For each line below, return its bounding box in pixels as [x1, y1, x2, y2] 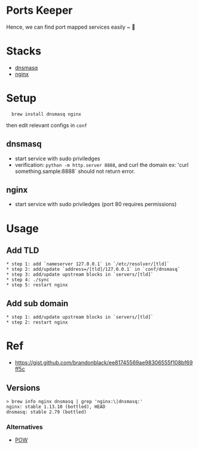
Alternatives [6, 423, 43, 431]
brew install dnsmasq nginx [11, 111, 82, 117]
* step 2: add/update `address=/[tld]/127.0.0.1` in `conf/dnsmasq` [6, 267, 180, 273]
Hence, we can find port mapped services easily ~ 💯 [6, 23, 136, 30]
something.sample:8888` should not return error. [14, 167, 136, 175]
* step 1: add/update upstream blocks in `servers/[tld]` [6, 314, 154, 320]
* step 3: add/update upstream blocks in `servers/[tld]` [6, 271, 154, 278]
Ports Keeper [6, 4, 73, 17]
